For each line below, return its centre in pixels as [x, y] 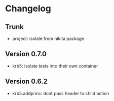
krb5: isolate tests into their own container [55, 66]
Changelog [28, 9]
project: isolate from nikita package [48, 38]
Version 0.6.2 [26, 82]
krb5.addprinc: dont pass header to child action [61, 93]
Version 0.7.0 [26, 54]
